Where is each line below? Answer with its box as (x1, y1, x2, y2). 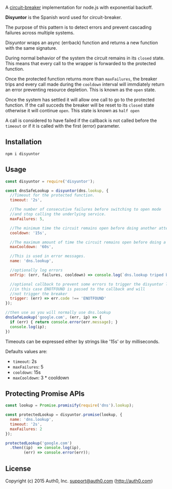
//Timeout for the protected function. (10, 193, 95, 198)
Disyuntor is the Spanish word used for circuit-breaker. (5, 14, 122, 20)
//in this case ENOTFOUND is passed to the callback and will (10, 287, 145, 292)
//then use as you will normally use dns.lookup (5, 310, 111, 315)
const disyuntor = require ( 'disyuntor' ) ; (5, 179, 95, 184)
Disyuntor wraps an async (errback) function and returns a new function (5, 39, 158, 46)
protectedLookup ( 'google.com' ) (5, 440, 72, 445)
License (5, 464, 31, 473)
